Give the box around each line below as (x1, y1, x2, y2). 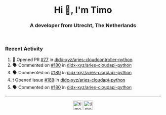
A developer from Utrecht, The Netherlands (30, 22, 136, 29)
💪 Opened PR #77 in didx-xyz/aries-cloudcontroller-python (12, 57, 132, 62)
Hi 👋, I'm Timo (54, 4, 112, 16)
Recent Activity (5, 45, 43, 52)
